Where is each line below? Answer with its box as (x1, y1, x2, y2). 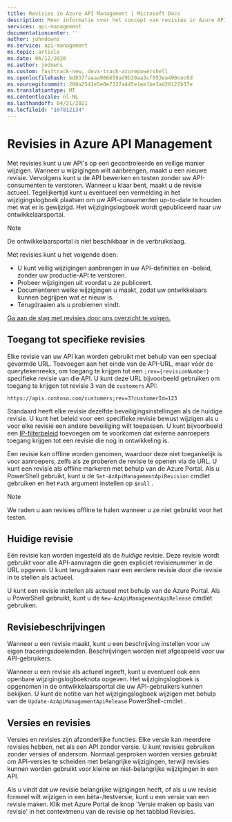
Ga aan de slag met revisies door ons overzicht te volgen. (7, 313, 171, 322)
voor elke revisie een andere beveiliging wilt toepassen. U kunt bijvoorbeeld (7, 422, 223, 430)
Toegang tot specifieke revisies (7, 334, 146, 346)
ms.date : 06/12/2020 (7, 55, 67, 62)
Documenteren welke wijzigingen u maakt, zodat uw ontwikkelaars (17, 286, 207, 294)
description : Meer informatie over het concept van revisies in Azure (7, 17, 215, 23)
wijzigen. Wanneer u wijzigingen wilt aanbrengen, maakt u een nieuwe (7, 166, 207, 175)
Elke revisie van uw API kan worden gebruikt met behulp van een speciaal (7, 352, 217, 360)
